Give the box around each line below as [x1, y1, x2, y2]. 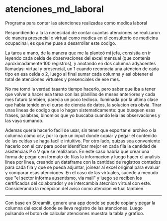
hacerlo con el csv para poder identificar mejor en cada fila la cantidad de [5, 143, 157, 149]
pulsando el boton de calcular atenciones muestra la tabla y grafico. [5, 210, 144, 216]
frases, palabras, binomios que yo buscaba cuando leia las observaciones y [5, 112, 161, 118]
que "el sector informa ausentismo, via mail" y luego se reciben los [5, 175, 142, 181]
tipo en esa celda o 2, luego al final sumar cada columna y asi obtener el [5, 71, 154, 77]
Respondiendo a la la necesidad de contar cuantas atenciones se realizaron [5, 29, 160, 35]
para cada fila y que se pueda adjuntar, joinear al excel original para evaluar [5, 164, 160, 170]
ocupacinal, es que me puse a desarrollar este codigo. [5, 40, 117, 46]
